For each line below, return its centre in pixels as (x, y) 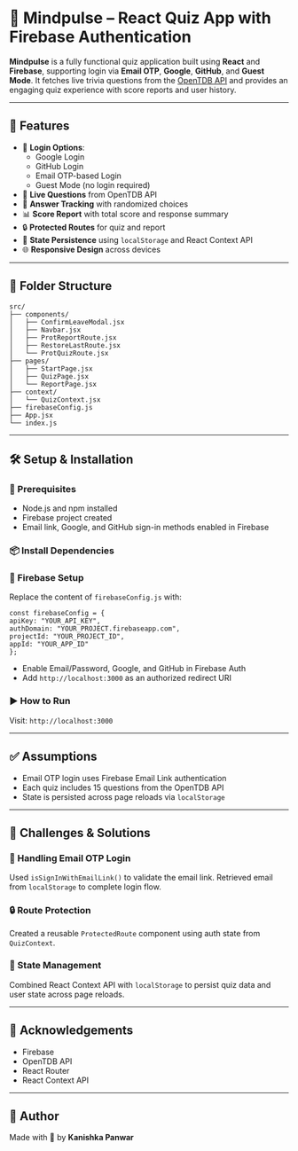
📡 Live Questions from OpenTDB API (90, 194)
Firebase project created (67, 518)
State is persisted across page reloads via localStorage (123, 796)
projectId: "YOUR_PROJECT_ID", (67, 637)
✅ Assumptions (53, 757)
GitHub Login (59, 166)
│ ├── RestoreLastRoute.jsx (65, 345)
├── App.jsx (31, 415)
